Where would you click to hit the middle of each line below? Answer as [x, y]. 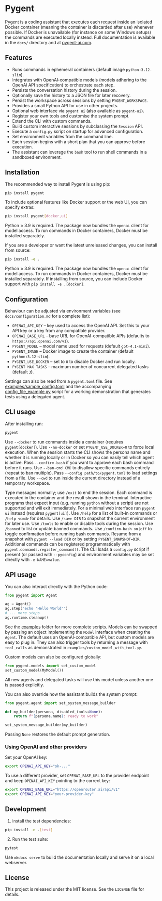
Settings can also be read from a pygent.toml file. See [59, 381]
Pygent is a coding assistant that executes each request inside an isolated [79, 22]
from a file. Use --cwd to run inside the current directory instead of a [73, 478]
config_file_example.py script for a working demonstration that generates [78, 392]
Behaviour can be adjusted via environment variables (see [63, 311]
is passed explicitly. [25, 685]
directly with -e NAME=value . [33, 559]
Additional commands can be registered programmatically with [68, 544]
